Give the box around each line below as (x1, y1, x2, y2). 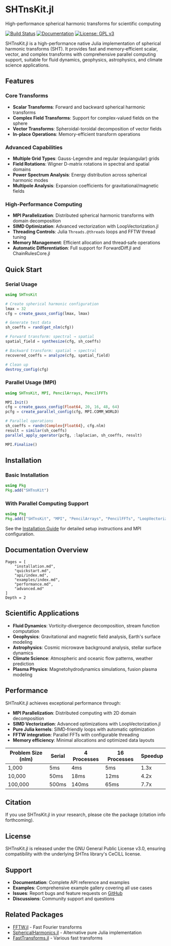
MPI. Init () (5, 400, 28, 405)
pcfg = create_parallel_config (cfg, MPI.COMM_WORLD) (5, 409, 120, 415)
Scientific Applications (5, 609, 79, 618)
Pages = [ (5, 559, 26, 565)
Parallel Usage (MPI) (5, 379, 57, 386)
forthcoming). (5, 817, 34, 823)
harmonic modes (12, 177, 48, 183)
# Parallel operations (5, 418, 53, 424)
